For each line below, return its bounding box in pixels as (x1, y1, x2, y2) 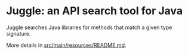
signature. (6, 30, 31, 37)
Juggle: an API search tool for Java (6, 4, 183, 18)
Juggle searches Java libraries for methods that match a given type (6, 24, 172, 31)
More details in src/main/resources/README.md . (6, 42, 127, 49)
